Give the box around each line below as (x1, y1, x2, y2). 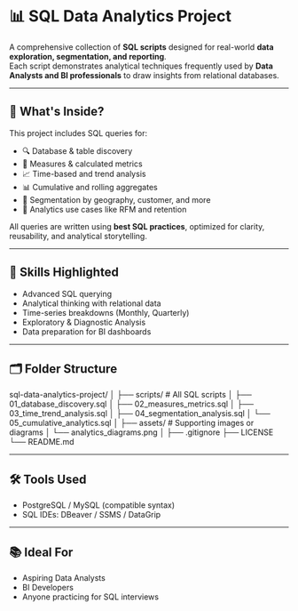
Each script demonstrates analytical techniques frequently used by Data (9, 60, 273, 71)
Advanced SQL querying (21, 288, 113, 299)
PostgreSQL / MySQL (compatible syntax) (21, 500, 176, 511)
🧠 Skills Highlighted (9, 265, 120, 280)
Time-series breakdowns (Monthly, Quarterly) (21, 307, 190, 318)
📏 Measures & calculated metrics (21, 158, 144, 169)
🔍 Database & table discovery (21, 145, 133, 156)
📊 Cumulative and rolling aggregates (21, 181, 158, 192)
